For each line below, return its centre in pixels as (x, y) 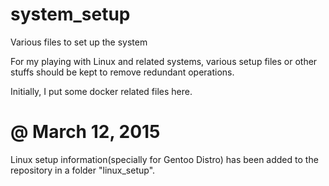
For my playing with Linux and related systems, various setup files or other (164, 61)
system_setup (70, 14)
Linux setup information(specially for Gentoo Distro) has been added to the (164, 159)
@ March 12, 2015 (85, 132)
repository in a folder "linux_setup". (83, 170)
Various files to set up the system (79, 42)
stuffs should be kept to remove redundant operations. (122, 72)
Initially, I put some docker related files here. (101, 91)
